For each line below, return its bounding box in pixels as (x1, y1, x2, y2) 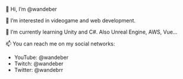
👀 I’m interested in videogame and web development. (5, 17, 136, 24)
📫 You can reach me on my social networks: (5, 40, 115, 47)
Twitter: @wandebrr (14, 67, 64, 73)
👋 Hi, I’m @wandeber (5, 6, 58, 12)
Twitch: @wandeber (14, 60, 64, 67)
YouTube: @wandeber (14, 54, 69, 61)
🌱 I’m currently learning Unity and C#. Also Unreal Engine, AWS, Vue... (5, 28, 178, 35)
